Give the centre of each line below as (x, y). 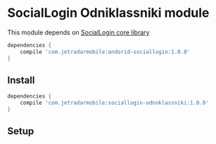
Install (21, 80)
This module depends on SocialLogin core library (78, 32)
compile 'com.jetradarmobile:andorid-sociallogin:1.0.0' (105, 52)
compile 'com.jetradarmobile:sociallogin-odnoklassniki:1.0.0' (115, 103)
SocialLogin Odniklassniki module (108, 13)
